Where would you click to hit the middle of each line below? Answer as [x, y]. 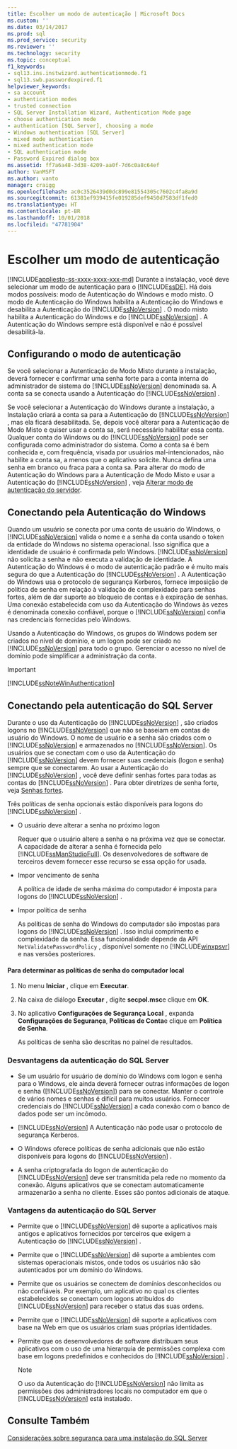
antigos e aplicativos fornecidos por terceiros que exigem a [104, 1233]
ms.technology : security [44, 54]
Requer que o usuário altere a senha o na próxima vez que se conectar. [121, 839]
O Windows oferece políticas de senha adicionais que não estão [111, 1148]
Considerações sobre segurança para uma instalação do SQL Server [107, 1438]
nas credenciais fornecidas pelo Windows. [69, 619]
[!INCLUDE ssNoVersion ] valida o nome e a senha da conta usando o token [116, 537]
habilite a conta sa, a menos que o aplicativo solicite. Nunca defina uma [112, 460]
